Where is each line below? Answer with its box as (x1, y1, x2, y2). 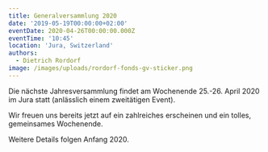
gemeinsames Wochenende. (8, 118, 103, 129)
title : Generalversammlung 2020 (8, 11, 117, 20)
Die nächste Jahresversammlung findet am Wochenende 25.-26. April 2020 (8, 86, 260, 96)
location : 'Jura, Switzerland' (8, 42, 114, 50)
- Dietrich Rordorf (15, 57, 82, 65)
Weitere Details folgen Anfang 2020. (8, 134, 129, 144)
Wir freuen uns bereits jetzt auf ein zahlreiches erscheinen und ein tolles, (8, 110, 252, 120)
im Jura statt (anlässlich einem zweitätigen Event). (8, 94, 176, 105)
